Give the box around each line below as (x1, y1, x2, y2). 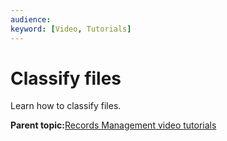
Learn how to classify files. (10, 100, 122, 112)
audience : (10, 14, 52, 25)
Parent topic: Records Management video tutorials (10, 119, 217, 131)
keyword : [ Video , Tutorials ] (10, 24, 132, 34)
